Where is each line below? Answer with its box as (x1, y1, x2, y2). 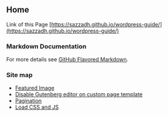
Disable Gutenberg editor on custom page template (15, 91, 143, 98)
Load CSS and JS (15, 103, 59, 111)
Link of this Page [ (6, 20, 51, 28)
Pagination (15, 97, 42, 105)
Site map (6, 71, 33, 79)
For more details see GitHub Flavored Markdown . (6, 56, 129, 63)
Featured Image (15, 84, 54, 92)
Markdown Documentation (6, 42, 86, 50)
